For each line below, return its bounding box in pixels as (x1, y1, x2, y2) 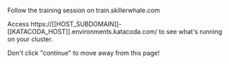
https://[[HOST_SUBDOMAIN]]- (30, 20, 122, 28)
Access (7, 20, 30, 28)
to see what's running (158, 28, 223, 36)
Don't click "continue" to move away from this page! (7, 49, 160, 57)
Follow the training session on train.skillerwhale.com (7, 6, 160, 14)
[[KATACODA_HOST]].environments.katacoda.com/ (7, 28, 157, 36)
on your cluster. (7, 35, 53, 43)
